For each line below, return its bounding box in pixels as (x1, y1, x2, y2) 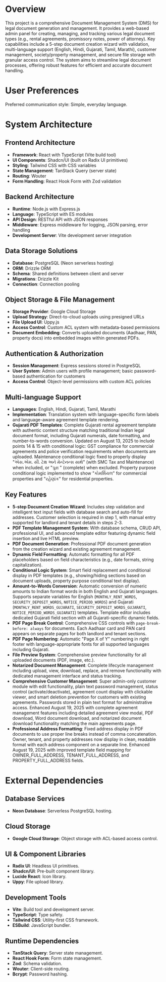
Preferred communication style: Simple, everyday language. (5, 101, 127, 107)
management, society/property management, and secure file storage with (5, 51, 156, 58)
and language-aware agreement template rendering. (12, 416, 120, 422)
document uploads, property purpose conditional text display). (12, 578, 140, 584)
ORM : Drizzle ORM (12, 265, 51, 271)
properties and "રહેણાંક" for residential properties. (12, 476, 114, 482)
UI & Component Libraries (5, 850, 86, 858)
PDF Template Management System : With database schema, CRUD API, (12, 525, 162, 531)
